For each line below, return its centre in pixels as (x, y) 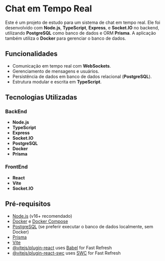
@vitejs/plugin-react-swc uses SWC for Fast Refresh (66, 253)
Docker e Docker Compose (40, 221)
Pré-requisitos (28, 204)
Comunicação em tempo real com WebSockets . (62, 66)
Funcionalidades (32, 54)
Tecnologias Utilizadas (41, 97)
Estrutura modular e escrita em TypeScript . (57, 82)
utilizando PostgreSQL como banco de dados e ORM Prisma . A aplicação (81, 33)
